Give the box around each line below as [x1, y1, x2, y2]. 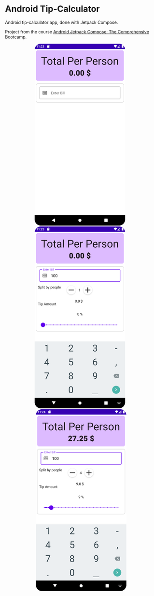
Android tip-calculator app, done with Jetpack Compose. [5, 19, 118, 25]
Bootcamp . [5, 34, 27, 40]
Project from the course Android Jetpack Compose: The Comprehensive [5, 29, 150, 34]
